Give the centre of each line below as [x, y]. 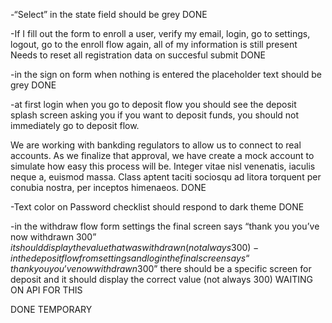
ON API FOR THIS [46, 290]
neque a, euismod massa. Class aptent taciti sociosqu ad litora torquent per [166, 177]
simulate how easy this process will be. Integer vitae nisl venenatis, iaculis [163, 166]
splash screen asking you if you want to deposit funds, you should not [155, 115]
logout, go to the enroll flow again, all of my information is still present [154, 44]
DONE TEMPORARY [51, 309]
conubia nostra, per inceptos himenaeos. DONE [108, 187]
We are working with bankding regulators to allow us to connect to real [156, 145]
